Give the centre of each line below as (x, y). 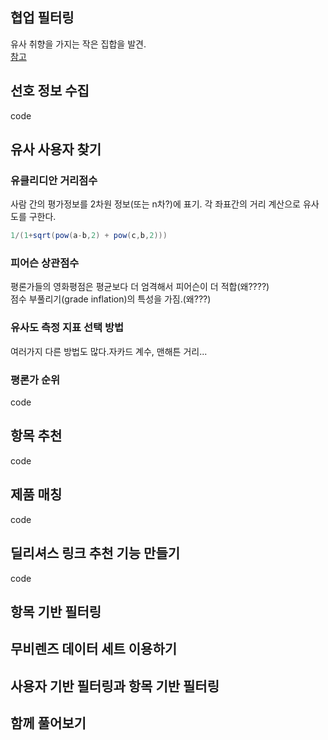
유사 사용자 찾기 (56, 149)
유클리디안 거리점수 (54, 180)
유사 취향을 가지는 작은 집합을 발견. (78, 44)
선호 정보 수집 (50, 91)
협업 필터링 (42, 18)
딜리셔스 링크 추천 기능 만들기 (95, 553)
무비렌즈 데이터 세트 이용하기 (94, 649)
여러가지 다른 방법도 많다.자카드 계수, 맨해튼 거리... (109, 351)
